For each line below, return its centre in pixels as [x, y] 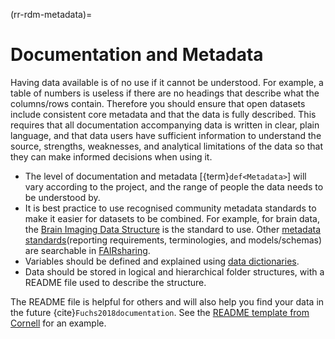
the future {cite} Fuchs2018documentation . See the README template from [160, 312]
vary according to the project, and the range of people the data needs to [174, 186]
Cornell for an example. [58, 323]
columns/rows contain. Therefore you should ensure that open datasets [158, 103]
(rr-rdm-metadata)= [51, 14]
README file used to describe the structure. [115, 282]
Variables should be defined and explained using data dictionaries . [162, 261]
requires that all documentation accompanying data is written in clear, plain [165, 125]
